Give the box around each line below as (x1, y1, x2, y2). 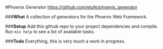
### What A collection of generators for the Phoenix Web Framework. (5, 14, 148, 19)
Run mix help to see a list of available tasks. (5, 29, 95, 34)
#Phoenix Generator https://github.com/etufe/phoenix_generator (5, 4, 138, 10)
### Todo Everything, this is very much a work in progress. (5, 38, 126, 44)
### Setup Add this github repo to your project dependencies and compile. (5, 23, 158, 29)
